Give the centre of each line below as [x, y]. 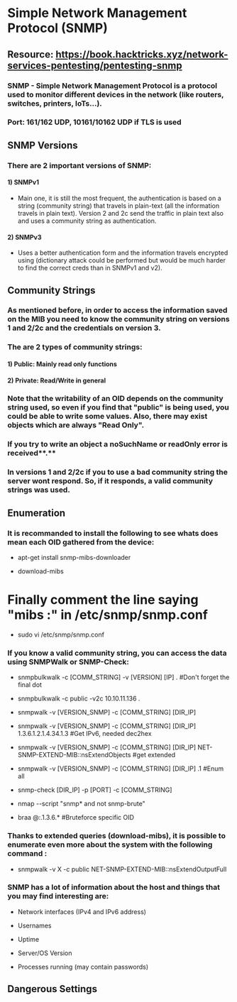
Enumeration [37, 513]
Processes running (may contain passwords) [83, 967]
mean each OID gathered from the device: [81, 542]
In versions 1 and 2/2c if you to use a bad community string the [118, 472]
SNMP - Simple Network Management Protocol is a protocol [112, 85]
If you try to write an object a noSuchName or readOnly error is [118, 444]
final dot [30, 685]
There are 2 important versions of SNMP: [79, 165]
